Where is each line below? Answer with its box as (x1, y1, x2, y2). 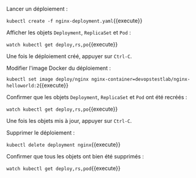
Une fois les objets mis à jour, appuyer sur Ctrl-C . (6, 117, 132, 124)
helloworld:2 (6, 83, 40, 89)
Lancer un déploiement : (6, 6, 68, 12)
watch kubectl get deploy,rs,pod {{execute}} (6, 165, 121, 172)
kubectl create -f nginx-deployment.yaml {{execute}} (6, 17, 143, 24)
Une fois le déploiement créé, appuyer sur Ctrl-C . (6, 53, 132, 60)
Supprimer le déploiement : (6, 129, 75, 136)
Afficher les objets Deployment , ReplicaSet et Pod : (6, 29, 131, 36)
